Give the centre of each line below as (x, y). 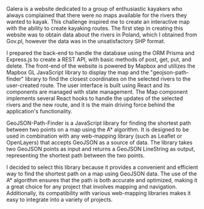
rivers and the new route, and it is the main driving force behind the (91, 105)
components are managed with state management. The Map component (97, 92)
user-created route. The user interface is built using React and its (88, 85)
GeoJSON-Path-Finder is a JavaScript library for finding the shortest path (99, 123)
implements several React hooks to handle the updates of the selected (95, 98)
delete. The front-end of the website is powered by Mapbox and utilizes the (101, 66)
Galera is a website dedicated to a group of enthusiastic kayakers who (94, 9)
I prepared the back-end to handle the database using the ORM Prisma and (100, 53)
